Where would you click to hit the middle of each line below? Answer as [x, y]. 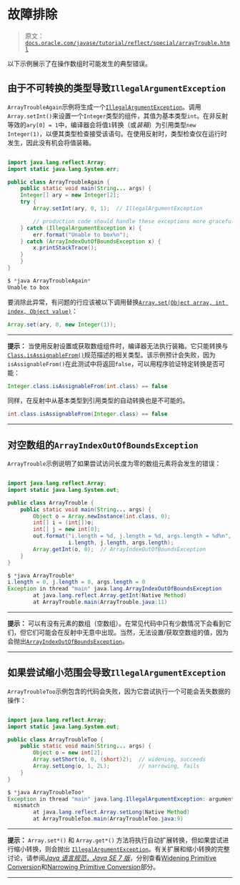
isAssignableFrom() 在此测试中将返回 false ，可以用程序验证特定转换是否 [113, 364]
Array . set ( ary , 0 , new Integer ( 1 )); [62, 325]
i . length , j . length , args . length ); [121, 543]
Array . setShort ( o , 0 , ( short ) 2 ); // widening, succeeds [120, 760]
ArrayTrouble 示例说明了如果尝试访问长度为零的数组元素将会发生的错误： [114, 464]
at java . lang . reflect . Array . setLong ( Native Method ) [112, 812]
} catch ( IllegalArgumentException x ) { [81, 228]
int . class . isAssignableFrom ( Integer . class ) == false [87, 414]
